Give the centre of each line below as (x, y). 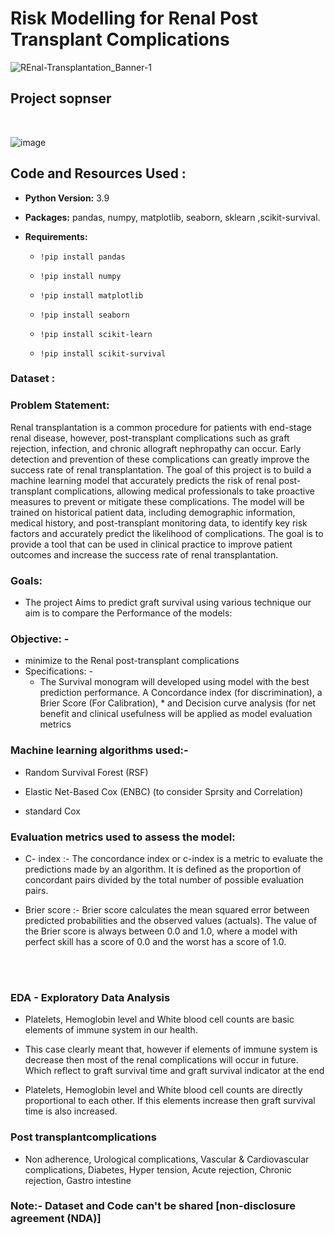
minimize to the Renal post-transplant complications (132, 661)
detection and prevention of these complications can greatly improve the (160, 459)
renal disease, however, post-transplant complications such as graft (150, 438)
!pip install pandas (82, 257)
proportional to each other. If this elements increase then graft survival (170, 1101)
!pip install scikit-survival (103, 353)
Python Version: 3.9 (67, 198)
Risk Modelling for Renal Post (134, 18)
